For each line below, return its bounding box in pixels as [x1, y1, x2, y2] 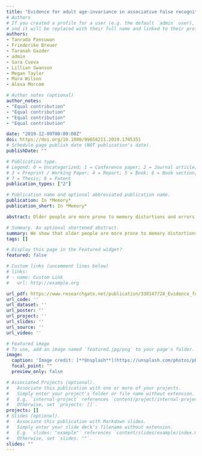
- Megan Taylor [6, 70, 44, 76]
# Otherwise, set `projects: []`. [6, 402, 98, 408]
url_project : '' [6, 313, 47, 319]
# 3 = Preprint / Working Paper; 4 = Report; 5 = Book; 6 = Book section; [6, 169, 198, 176]
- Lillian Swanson [6, 64, 52, 71]
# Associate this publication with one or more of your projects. [6, 385, 182, 391]
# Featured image [6, 341, 50, 347]
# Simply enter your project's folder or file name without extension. [6, 391, 195, 397]
